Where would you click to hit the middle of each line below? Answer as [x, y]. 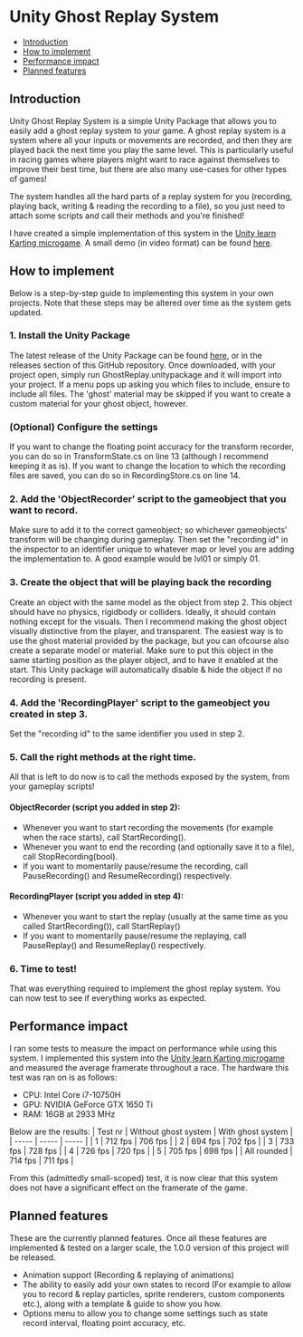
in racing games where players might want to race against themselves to [145, 159]
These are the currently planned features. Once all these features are [138, 1237]
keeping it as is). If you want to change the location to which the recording [148, 466]
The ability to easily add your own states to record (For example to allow [157, 1284]
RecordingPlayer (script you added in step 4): [96, 896]
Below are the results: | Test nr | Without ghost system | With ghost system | [151, 1131]
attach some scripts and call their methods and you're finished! [127, 216]
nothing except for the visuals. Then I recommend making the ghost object [148, 621]
